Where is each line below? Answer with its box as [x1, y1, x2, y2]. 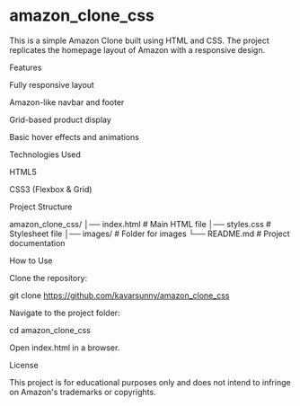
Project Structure [9, 201, 73, 212]
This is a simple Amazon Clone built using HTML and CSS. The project [9, 35, 269, 46]
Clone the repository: [9, 272, 88, 283]
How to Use [9, 255, 53, 266]
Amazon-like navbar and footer [9, 96, 125, 108]
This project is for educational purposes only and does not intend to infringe [9, 376, 291, 387]
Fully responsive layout [9, 79, 94, 90]
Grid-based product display [9, 114, 112, 125]
